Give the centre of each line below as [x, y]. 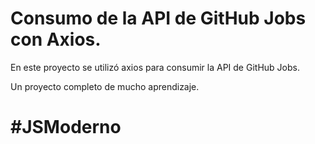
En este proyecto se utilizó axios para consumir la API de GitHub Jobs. [155, 67]
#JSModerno [66, 127]
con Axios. [56, 39]
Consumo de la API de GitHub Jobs [158, 18]
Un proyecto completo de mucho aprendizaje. [105, 86]
